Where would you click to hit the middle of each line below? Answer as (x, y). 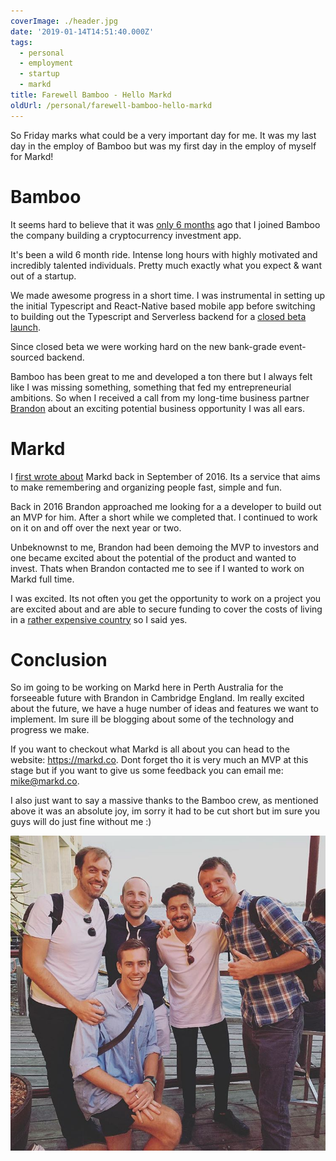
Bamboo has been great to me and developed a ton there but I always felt (161, 376)
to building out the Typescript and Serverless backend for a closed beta (158, 316)
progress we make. (50, 730)
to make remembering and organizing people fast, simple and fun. (146, 487)
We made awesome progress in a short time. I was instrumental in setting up (168, 295)
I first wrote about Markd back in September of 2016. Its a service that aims (165, 476)
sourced (27, 357)
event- (293, 346)
